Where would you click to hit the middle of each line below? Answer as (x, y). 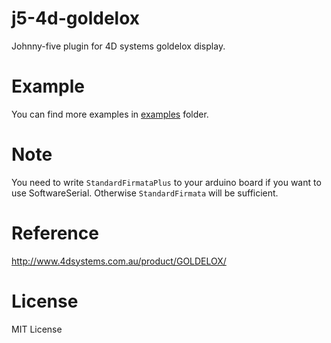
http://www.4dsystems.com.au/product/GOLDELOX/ (119, 261)
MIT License (37, 329)
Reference (55, 233)
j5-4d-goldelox (76, 18)
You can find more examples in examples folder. (110, 114)
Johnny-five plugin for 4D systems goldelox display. (118, 46)
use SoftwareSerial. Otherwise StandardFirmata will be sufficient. (145, 193)
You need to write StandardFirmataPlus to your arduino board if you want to (166, 182)
